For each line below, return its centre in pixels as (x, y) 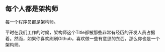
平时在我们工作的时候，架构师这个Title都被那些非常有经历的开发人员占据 (80, 32)
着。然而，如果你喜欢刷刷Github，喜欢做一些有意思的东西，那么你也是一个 (82, 38)
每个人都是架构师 (32, 9)
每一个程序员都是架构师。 (32, 22)
